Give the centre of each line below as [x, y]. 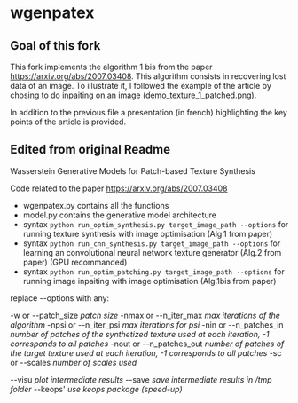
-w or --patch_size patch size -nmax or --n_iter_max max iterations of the [145, 315]
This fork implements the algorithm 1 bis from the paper [111, 67]
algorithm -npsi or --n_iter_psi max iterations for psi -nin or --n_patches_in [147, 324]
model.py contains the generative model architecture [119, 215]
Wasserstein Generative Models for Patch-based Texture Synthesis [133, 170]
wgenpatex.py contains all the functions [96, 205]
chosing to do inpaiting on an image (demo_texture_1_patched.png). [133, 95]
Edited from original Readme [90, 150]
